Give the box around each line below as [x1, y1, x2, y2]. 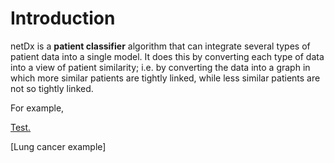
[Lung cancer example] [10, 140, 107, 152]
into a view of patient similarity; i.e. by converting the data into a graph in [10, 61, 311, 73]
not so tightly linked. [10, 82, 94, 94]
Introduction [10, 7, 116, 30]
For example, [10, 102, 65, 114]
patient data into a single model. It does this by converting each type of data [10, 50, 325, 62]
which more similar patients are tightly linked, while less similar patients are [10, 72, 321, 84]
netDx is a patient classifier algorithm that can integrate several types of [10, 40, 311, 52]
